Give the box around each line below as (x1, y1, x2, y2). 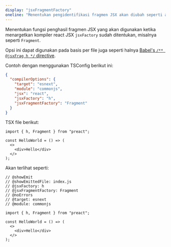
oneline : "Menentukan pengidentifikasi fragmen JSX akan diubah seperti (5, 12, 163, 17)
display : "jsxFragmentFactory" (5, 7, 72, 13)
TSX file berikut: (5, 119, 39, 126)
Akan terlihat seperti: (5, 165, 49, 171)
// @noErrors (5, 192, 33, 198)
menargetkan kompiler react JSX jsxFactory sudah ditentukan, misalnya (5, 32, 157, 38)
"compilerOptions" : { (10, 77, 56, 82)
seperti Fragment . (5, 37, 41, 43)
